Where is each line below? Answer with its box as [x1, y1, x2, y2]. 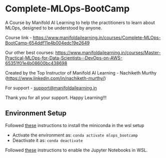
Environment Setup [5, 109, 66, 117]
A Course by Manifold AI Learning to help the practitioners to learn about [5, 19, 155, 25]
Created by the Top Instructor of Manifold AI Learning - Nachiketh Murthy [5, 69, 156, 75]
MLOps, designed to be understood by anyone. [5, 24, 102, 30]
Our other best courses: [5, 49, 54, 55]
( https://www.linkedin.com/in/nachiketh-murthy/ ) [5, 75, 106, 81]
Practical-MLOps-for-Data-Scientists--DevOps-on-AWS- [5, 54, 122, 60]
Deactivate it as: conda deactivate [12, 137, 83, 143]
